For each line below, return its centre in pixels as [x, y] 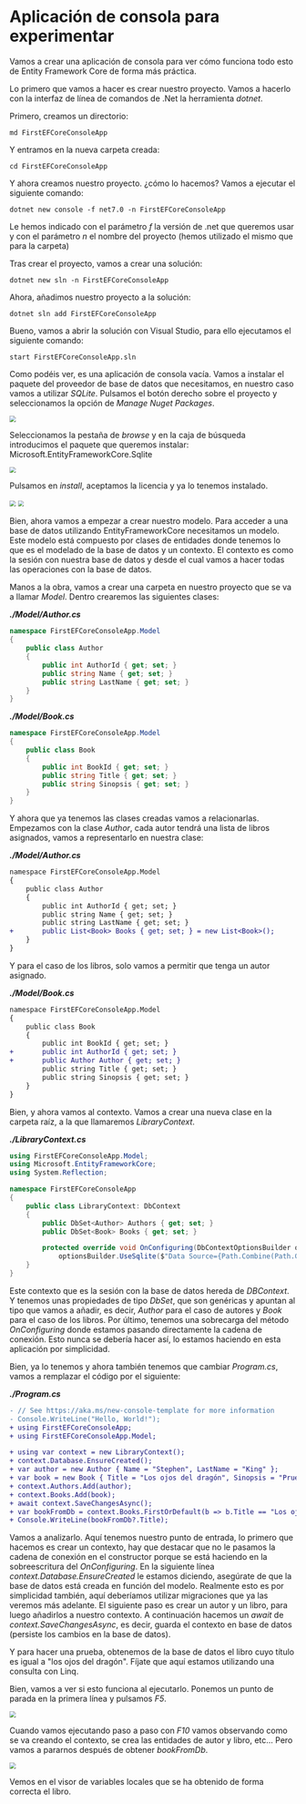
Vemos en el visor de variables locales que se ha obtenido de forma [137, 1781]
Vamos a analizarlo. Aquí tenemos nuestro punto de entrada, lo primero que [152, 1538]
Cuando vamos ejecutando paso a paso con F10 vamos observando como [149, 1730]
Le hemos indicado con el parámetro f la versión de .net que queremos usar [152, 226]
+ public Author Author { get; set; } [95, 1061]
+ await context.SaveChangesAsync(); [81, 1503]
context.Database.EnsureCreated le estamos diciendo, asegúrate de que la [151, 1576]
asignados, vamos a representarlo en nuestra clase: [107, 838]
